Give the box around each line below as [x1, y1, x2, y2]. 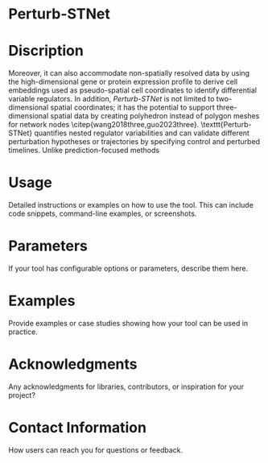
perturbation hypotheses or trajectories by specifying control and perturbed [8, 137, 260, 147]
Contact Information [8, 419, 147, 437]
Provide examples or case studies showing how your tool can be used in [8, 318, 249, 328]
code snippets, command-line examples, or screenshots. [8, 209, 197, 218]
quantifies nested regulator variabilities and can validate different [34, 128, 249, 138]
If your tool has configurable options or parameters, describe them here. [8, 263, 249, 273]
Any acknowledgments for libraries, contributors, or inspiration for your [8, 382, 244, 391]
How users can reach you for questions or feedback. [8, 444, 183, 455]
